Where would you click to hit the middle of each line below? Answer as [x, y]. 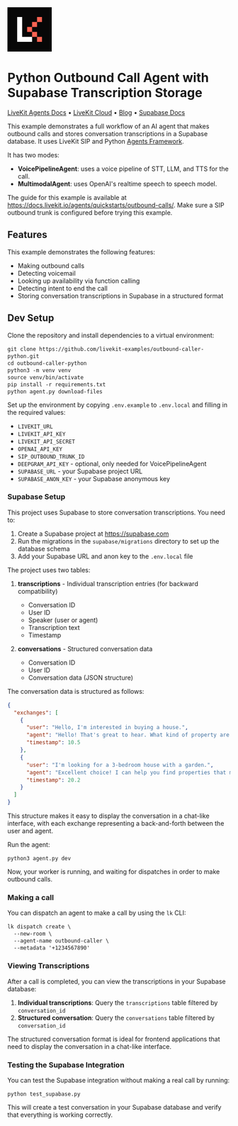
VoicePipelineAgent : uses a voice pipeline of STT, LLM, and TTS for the [123, 169]
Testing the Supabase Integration [66, 1064]
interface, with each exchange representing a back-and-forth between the [116, 823]
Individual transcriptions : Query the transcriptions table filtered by [118, 1003]
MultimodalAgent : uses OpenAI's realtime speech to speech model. [117, 184]
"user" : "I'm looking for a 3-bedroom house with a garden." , [120, 765]
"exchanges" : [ [36, 713]
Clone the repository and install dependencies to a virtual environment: [111, 335]
